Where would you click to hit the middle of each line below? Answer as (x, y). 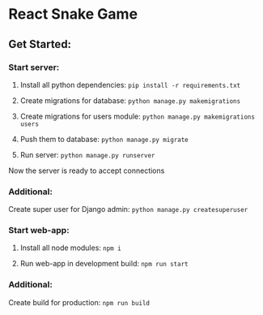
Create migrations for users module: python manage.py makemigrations (137, 116)
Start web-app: (39, 231)
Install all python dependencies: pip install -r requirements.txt (130, 84)
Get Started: (40, 44)
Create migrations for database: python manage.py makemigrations (130, 100)
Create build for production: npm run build (79, 302)
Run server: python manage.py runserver (87, 154)
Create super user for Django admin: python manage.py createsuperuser (128, 209)
